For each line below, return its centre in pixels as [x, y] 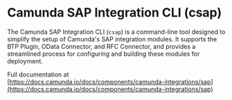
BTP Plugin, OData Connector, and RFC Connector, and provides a [101, 46]
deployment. [25, 61]
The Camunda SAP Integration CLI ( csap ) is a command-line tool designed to [116, 32]
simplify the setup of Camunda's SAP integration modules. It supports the [112, 39]
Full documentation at [38, 74]
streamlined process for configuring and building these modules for [104, 54]
